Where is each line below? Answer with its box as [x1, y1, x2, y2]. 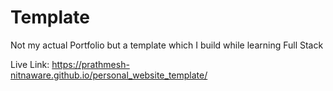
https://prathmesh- [51, 58, 130, 70]
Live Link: [10, 58, 50, 70]
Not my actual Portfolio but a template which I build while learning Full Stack [10, 39, 324, 51]
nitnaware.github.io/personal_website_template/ [10, 69, 208, 81]
